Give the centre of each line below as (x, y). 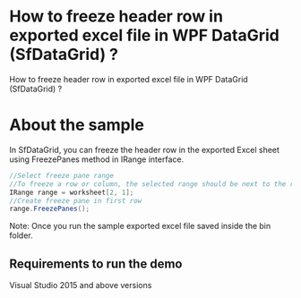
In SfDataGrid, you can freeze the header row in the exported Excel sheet (145, 149)
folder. (21, 235)
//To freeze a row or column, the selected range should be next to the (148, 184)
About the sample (77, 125)
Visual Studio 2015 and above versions (81, 285)
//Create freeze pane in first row (76, 200)
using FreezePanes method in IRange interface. (97, 159)
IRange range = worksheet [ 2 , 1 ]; (72, 192)
